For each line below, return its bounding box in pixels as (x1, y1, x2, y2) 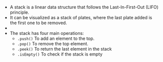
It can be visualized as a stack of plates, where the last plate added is (9, 15, 153, 20)
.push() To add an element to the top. (17, 35, 95, 41)
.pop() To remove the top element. (17, 41, 88, 46)
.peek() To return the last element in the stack (17, 46, 112, 52)
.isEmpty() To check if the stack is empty (17, 51, 103, 57)
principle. (9, 9, 29, 15)
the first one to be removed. (9, 20, 67, 26)
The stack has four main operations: (9, 31, 84, 36)
